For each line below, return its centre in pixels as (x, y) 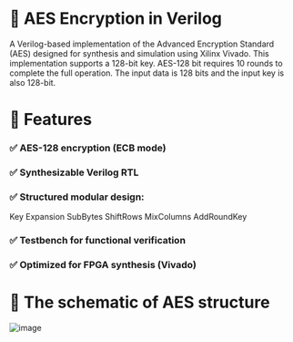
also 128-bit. (33, 82)
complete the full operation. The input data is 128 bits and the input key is (147, 73)
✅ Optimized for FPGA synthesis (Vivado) (103, 265)
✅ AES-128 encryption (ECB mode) (88, 148)
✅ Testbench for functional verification (98, 241)
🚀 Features (51, 120)
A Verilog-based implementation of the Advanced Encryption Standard (142, 44)
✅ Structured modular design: (77, 197)
